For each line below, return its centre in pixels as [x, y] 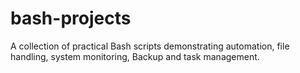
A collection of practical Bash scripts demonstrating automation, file [150, 46]
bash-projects [71, 18]
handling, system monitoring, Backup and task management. [135, 56]
